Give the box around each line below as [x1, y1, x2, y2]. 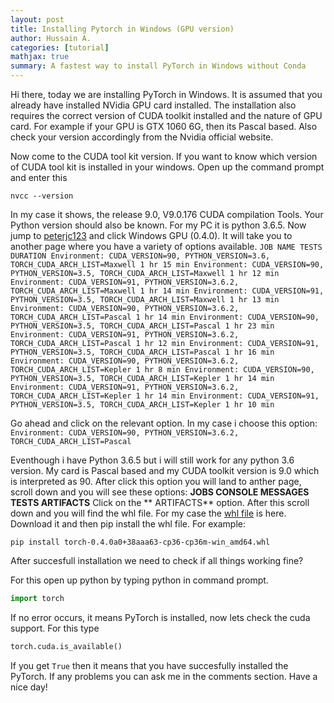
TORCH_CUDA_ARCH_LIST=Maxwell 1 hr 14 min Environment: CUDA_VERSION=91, [10, 286, 325, 296]
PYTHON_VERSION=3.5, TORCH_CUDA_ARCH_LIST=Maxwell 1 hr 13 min [10, 295, 280, 305]
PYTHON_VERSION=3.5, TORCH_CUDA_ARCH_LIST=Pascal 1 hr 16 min [10, 347, 275, 357]
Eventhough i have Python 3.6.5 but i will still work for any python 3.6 [10, 454, 295, 466]
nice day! [10, 681, 48, 693]
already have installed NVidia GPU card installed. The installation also [10, 99, 297, 111]
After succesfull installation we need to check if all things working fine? [10, 555, 304, 566]
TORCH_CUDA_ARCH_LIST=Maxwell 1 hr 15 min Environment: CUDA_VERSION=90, [10, 260, 325, 270]
